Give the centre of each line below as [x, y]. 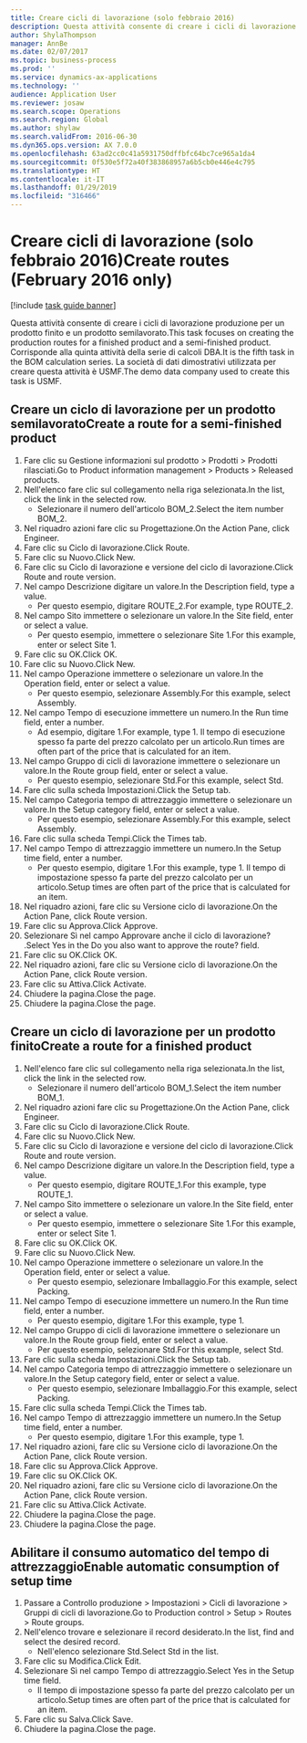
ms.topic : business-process [64, 60]
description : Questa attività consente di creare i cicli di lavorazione [153, 26]
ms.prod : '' [33, 69]
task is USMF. [36, 381]
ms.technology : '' [45, 86]
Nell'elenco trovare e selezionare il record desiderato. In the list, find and [159, 1632]
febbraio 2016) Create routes [120, 261]
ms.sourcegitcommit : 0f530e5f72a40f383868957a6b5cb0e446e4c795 [133, 162]
